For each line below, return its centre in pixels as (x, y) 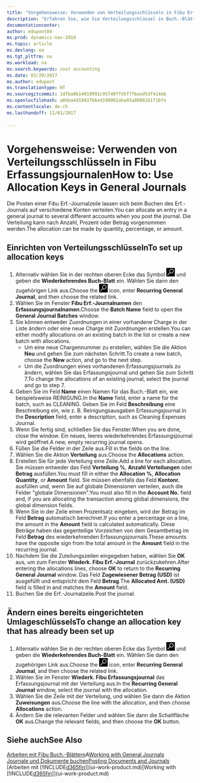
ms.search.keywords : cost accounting (53, 69)
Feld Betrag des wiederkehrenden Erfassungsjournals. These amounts (101, 537)
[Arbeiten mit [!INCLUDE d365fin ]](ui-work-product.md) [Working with (92, 767)
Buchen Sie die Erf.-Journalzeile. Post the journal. (75, 594)
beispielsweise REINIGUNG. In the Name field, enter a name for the (97, 398)
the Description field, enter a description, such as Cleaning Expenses (100, 417)
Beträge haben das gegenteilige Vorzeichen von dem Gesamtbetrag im (102, 531)
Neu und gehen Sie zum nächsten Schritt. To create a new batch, (103, 354)
